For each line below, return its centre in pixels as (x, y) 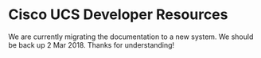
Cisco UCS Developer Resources (118, 15)
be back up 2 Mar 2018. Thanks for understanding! (92, 44)
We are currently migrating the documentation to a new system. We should (131, 37)
